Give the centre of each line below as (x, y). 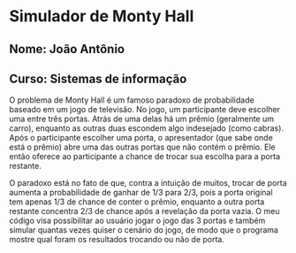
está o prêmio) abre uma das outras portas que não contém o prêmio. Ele (142, 147)
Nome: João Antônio (67, 49)
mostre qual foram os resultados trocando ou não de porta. (117, 240)
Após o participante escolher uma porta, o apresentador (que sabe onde (141, 138)
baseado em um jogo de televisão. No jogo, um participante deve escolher (145, 110)
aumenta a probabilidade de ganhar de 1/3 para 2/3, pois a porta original (141, 193)
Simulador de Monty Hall (102, 16)
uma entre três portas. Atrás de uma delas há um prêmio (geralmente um (141, 119)
